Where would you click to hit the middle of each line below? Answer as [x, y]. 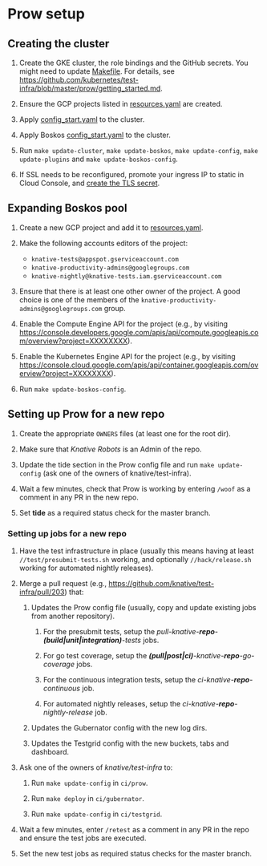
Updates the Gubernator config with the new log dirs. [119, 727]
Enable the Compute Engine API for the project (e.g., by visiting [123, 324]
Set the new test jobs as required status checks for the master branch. [136, 853]
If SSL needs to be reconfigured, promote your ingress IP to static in [131, 174]
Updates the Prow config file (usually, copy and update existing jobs [144, 607]
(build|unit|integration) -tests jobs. [101, 640]
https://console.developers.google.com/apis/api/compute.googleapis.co [139, 332]
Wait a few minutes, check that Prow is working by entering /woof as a [135, 488]
